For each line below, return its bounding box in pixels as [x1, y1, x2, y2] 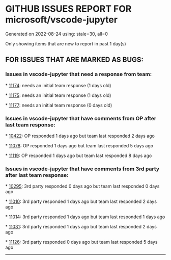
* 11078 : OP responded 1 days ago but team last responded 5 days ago [5, 142, 154, 148]
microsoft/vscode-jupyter [5, 14, 118, 25]
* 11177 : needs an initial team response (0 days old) [5, 102, 112, 108]
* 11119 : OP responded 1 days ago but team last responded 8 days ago [5, 152, 152, 159]
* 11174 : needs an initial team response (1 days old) [5, 82, 111, 88]
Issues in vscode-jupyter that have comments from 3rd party [5, 165, 159, 172]
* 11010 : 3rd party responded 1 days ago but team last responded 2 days [5, 198, 157, 204]
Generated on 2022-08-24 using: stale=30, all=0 [5, 31, 108, 37]
